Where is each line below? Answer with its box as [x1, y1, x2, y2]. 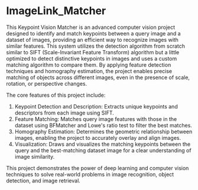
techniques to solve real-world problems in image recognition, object [6, 171, 174, 178]
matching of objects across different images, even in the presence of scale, [6, 74, 190, 81]
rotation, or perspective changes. [6, 80, 87, 87]
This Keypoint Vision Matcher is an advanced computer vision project [6, 24, 176, 31]
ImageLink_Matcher [6, 4, 106, 18]
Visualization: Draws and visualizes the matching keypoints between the [14, 140, 191, 148]
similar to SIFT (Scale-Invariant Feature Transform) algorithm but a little [6, 48, 180, 55]
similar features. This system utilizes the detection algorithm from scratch [6, 42, 185, 50]
